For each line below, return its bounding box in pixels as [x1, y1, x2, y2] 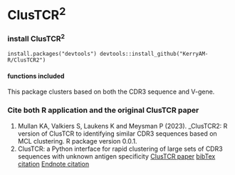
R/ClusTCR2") [7, 56, 46, 64]
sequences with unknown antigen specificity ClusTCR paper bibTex [17, 151, 216, 161]
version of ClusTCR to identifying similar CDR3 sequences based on [17, 129, 217, 138]
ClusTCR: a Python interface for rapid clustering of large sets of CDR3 [17, 144, 223, 153]
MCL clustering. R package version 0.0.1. [17, 136, 137, 145]
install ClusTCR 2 [7, 33, 66, 44]
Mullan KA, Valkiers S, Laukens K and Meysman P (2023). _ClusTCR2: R [17, 121, 228, 130]
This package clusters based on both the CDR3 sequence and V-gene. [7, 87, 215, 96]
